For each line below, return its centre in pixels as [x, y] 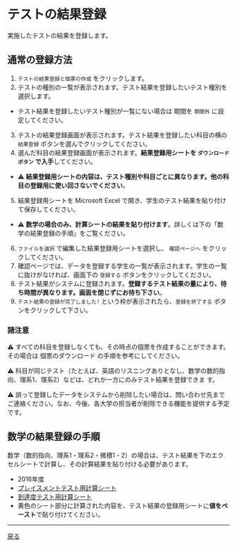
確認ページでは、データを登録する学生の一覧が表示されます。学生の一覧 [122, 265]
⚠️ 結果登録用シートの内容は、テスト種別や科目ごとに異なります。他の [120, 176]
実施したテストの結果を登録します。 [60, 35]
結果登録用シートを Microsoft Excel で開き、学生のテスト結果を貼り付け [122, 200]
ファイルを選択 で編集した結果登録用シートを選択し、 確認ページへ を [113, 248]
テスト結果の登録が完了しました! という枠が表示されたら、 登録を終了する [115, 301]
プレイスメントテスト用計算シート [67, 488]
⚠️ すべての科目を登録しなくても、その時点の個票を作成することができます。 [119, 347]
